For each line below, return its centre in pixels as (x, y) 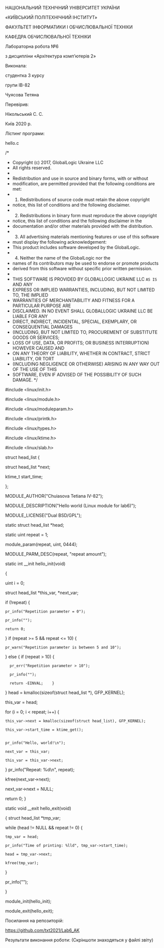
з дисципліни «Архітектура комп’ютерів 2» (51, 56)
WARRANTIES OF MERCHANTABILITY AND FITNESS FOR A (74, 300)
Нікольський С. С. (24, 114)
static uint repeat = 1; (27, 535)
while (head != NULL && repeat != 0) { (44, 828)
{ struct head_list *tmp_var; (33, 818)
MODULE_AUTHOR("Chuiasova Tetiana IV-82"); (54, 496)
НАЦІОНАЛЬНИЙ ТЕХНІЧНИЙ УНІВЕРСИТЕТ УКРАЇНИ (63, 8)
